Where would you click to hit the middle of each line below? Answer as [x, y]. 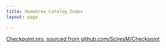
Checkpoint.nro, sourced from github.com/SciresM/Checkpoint [83, 39]
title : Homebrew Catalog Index [45, 11]
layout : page [22, 17]
